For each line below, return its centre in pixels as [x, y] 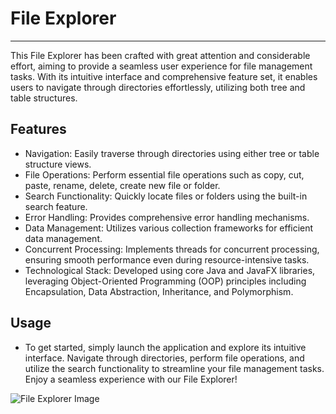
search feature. [56, 206]
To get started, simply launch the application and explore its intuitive [165, 347]
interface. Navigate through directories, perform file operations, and [164, 358]
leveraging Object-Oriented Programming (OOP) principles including [165, 281]
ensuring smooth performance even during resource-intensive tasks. [167, 259]
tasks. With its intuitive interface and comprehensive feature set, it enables [164, 76]
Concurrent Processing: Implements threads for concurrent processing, [172, 249]
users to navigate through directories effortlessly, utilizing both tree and [158, 87]
